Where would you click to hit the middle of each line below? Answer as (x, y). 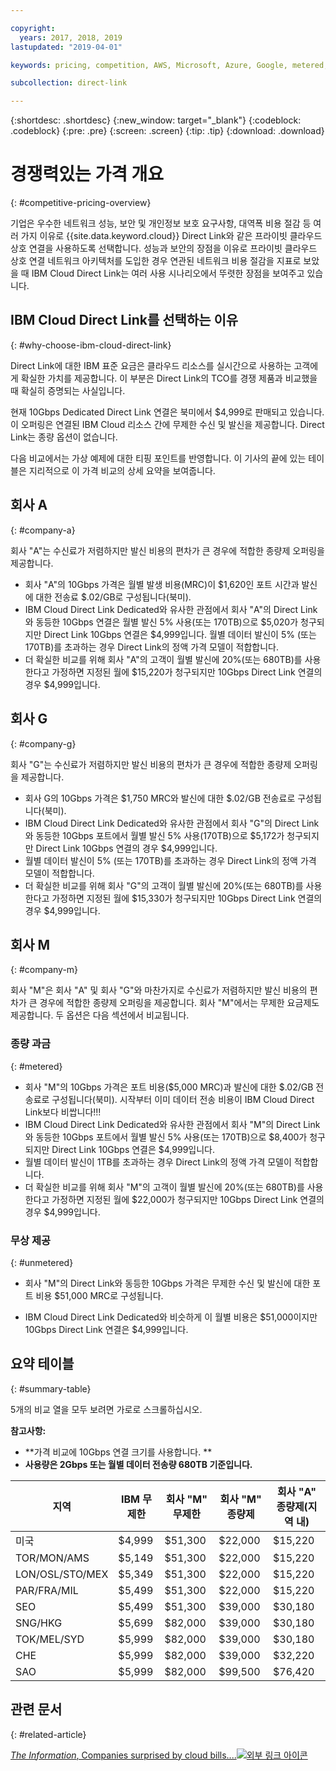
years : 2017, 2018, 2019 (71, 37)
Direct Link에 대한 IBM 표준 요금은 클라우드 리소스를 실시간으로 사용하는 (151, 365)
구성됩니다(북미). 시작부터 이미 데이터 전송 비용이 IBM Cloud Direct (183, 1099)
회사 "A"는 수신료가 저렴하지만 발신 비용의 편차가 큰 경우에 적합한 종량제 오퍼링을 (167, 550)
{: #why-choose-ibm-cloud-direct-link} (91, 345)
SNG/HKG (39, 1623)
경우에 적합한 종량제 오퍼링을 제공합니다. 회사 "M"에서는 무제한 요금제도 (179, 1003)
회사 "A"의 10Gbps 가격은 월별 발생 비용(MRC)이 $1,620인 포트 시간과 (162, 584)
